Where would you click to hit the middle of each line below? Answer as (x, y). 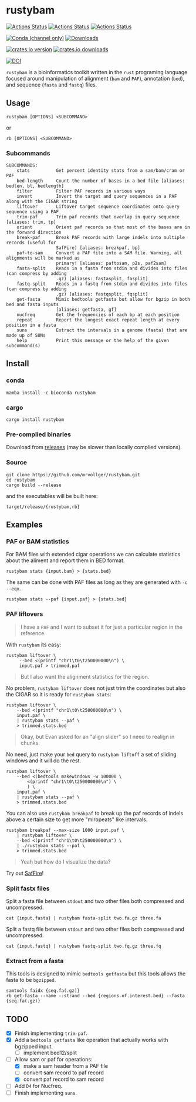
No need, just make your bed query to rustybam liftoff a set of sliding (92, 754)
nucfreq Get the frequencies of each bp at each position (98, 315)
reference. (33, 633)
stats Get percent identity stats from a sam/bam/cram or (101, 171)
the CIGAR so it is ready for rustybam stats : (59, 694)
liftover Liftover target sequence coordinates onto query (98, 207)
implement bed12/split (50, 1053)
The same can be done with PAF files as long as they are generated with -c (97, 582)
